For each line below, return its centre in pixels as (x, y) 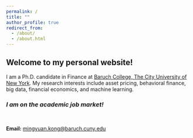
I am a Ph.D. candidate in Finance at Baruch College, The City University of (97, 76)
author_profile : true (33, 22)
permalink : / (22, 11)
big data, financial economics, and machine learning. (70, 89)
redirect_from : (25, 28)
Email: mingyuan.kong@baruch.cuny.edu (56, 129)
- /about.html (28, 39)
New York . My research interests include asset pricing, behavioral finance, (96, 83)
